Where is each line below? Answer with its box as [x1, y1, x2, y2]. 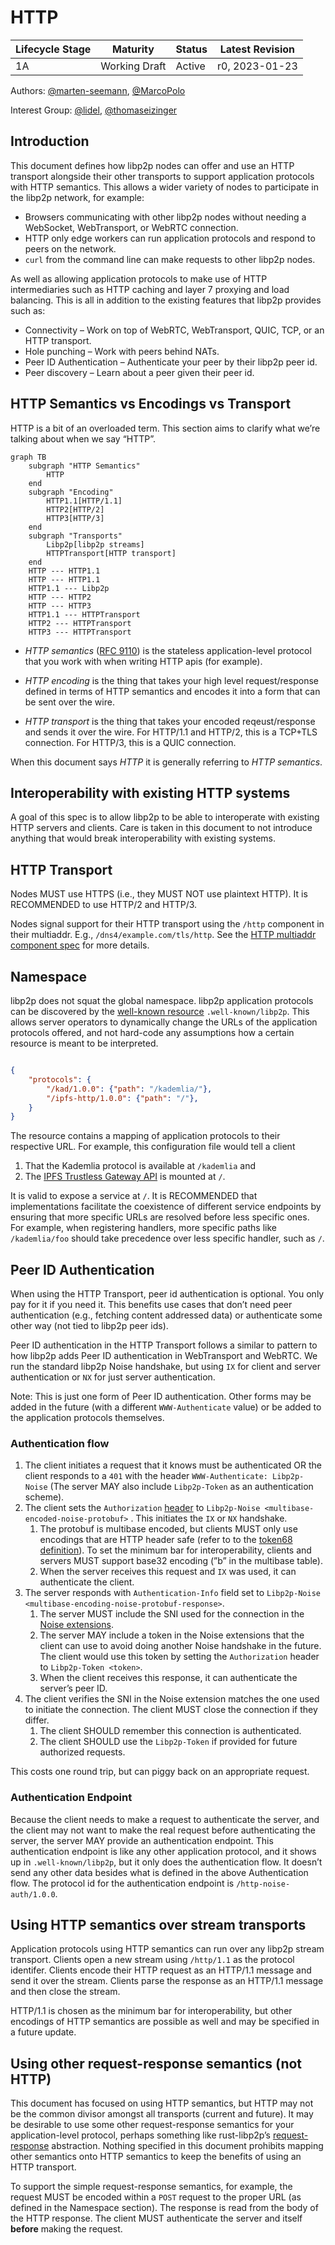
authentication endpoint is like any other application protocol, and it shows [10, 1845, 317, 1857]
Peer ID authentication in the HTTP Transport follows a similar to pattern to [10, 1339, 318, 1351]
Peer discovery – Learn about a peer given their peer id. [24, 366, 255, 378]
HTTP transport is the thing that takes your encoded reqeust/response [24, 715, 316, 727]
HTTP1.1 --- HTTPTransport [28, 609, 141, 620]
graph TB [10, 452, 47, 462]
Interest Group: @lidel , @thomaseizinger [10, 104, 178, 116]
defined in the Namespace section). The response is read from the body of [10, 2202, 319, 2214]
